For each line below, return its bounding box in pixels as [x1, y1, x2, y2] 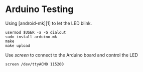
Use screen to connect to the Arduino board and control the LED [5, 52, 138, 58]
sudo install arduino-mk [5, 34, 57, 39]
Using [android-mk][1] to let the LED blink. [5, 20, 92, 26]
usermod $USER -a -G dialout [5, 30, 66, 35]
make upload [5, 43, 30, 48]
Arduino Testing [5, 4, 74, 15]
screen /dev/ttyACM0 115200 [5, 61, 64, 66]
